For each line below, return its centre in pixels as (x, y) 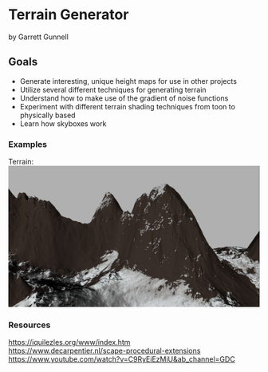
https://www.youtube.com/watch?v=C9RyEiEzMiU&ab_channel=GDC (122, 359)
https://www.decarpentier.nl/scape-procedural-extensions (104, 351)
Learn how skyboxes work (63, 123)
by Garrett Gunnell (39, 37)
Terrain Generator (69, 15)
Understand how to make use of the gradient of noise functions (124, 98)
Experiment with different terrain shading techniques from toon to (127, 106)
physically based (47, 115)
